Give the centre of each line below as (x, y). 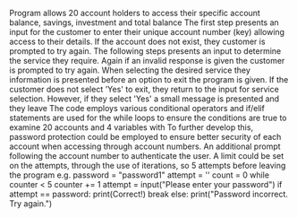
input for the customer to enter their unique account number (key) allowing (147, 32)
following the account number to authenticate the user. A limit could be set (147, 156)
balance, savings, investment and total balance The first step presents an (144, 22)
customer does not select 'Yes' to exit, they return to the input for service (144, 89)
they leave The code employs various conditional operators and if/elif (137, 108)
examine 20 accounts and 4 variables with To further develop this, (131, 127)
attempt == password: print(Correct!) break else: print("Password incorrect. (149, 194)
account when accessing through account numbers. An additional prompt (145, 146)
